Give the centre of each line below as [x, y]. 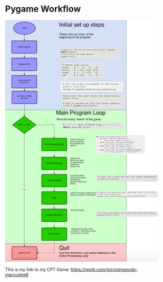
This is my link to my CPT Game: [37, 270]
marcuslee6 [17, 275]
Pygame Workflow [43, 9]
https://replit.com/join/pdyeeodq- [104, 270]
